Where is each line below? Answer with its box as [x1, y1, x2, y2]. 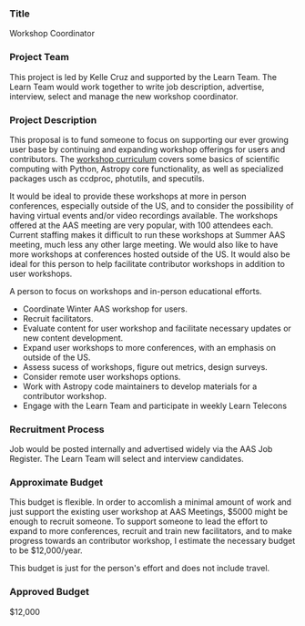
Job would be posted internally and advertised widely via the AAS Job [9, 444, 273, 455]
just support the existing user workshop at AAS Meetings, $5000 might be [9, 507, 289, 518]
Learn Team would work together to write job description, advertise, [9, 81, 265, 92]
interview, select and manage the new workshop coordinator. [9, 90, 239, 102]
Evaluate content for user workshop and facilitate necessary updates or [22, 323, 291, 334]
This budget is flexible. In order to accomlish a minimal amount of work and [9, 497, 292, 508]
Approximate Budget [9, 477, 104, 489]
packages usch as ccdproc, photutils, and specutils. [9, 172, 205, 184]
